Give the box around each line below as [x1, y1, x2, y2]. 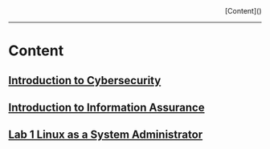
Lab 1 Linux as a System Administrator [8, 128, 203, 142]
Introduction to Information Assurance [8, 100, 205, 114]
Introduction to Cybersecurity [8, 74, 162, 87]
